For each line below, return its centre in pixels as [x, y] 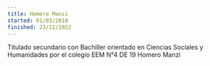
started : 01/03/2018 [38, 21]
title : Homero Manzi [38, 14]
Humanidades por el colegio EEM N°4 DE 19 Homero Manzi [94, 55]
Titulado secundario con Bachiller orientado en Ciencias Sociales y [105, 48]
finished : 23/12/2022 [40, 27]
